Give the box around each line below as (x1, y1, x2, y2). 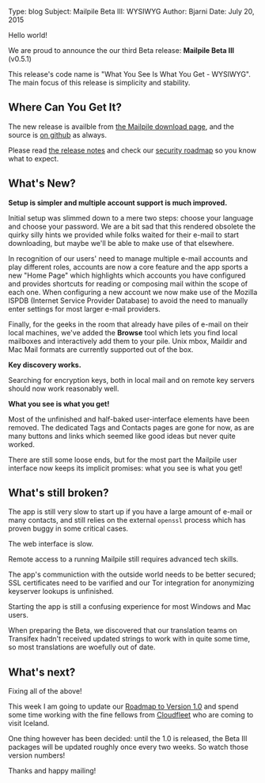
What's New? (8, 177, 77, 191)
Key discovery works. (8, 360, 81, 369)
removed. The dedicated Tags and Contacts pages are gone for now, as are (8, 422, 255, 432)
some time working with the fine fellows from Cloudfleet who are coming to (8, 710, 254, 720)
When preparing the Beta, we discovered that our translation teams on (8, 626, 237, 635)
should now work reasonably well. (8, 384, 119, 393)
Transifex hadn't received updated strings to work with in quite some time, (8, 634, 251, 644)
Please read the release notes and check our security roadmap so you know (8, 146, 257, 155)
